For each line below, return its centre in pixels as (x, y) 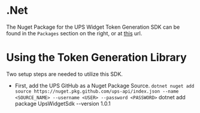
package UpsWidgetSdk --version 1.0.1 (63, 103)
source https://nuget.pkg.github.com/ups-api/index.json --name (97, 91)
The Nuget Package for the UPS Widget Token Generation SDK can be (93, 27)
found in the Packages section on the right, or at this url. (74, 33)
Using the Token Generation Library (96, 58)
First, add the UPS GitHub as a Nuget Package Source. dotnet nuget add (104, 85)
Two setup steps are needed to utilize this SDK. (64, 74)
